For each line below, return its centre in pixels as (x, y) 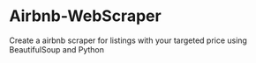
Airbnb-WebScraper (85, 16)
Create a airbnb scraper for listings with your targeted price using (128, 40)
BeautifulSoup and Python (56, 49)
